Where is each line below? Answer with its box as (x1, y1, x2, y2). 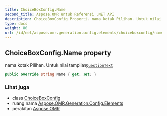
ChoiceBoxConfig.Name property (5, 49, 112, 57)
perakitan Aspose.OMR (12, 105, 60, 111)
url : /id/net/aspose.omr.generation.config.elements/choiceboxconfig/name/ (5, 30, 166, 35)
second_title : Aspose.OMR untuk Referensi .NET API (5, 12, 114, 17)
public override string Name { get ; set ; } (5, 72, 97, 77)
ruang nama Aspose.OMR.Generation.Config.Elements (12, 100, 123, 106)
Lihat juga (5, 83, 30, 90)
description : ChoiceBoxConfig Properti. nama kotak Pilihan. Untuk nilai (5, 16, 162, 21)
